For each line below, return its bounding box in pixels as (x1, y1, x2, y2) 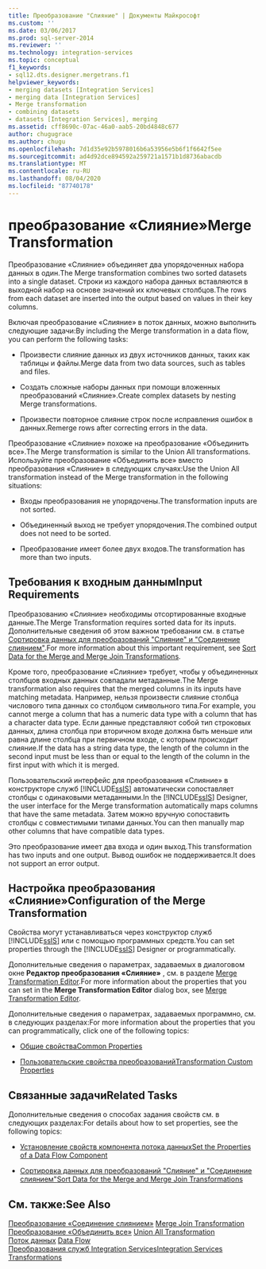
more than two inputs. (19, 552, 92, 562)
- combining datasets (8, 108, 80, 116)
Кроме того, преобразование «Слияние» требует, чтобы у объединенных (8, 667, 259, 676)
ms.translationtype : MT (8, 160, 87, 168)
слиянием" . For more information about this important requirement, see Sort (8, 643, 256, 652)
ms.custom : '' (8, 19, 56, 27)
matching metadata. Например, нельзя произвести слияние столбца (8, 692, 239, 702)
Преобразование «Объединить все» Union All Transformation (8, 1227, 216, 1236)
